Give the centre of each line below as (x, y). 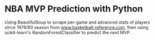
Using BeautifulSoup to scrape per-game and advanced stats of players (77, 22)
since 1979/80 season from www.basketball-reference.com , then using (77, 27)
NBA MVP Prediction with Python (74, 9)
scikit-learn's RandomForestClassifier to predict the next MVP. (68, 32)
